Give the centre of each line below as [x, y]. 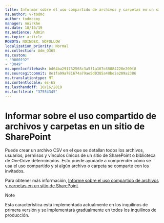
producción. [17, 215]
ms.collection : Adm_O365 [30, 50]
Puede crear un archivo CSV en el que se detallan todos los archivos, [74, 150]
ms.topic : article [24, 37]
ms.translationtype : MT [29, 78]
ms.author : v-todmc [25, 14]
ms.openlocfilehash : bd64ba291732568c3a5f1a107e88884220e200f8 [71, 69]
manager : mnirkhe [23, 23]
